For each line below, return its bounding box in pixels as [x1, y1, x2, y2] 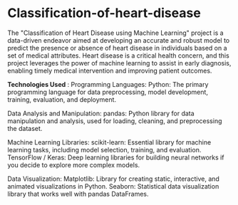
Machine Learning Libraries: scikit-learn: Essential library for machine [7, 137, 212, 147]
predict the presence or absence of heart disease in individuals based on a [7, 43, 227, 52]
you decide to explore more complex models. [7, 160, 140, 169]
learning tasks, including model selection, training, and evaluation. [7, 145, 202, 154]
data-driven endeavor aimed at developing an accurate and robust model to [7, 36, 230, 44]
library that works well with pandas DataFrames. [7, 189, 149, 198]
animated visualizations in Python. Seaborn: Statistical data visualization [7, 182, 219, 190]
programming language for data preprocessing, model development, [7, 88, 209, 96]
